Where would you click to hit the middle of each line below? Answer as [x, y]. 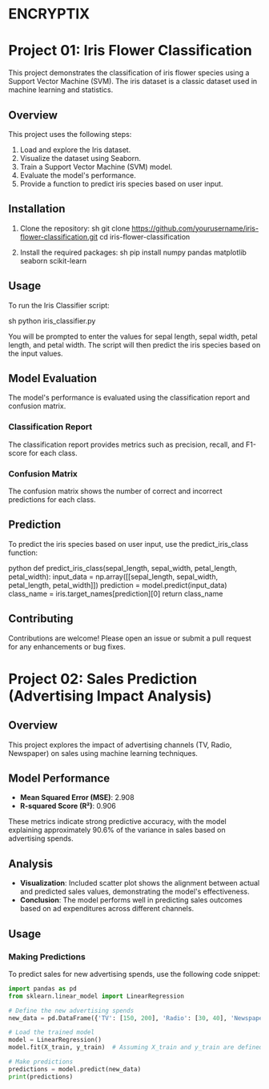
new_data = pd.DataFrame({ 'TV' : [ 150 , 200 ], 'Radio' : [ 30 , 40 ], [118, 1018]
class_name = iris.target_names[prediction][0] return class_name [116, 593]
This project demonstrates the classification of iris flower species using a [129, 73]
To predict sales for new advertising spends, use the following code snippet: [134, 974]
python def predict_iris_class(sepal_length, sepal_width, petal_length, [123, 568]
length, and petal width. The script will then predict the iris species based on [134, 344]
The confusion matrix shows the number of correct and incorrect [115, 491]
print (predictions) [41, 1077]
